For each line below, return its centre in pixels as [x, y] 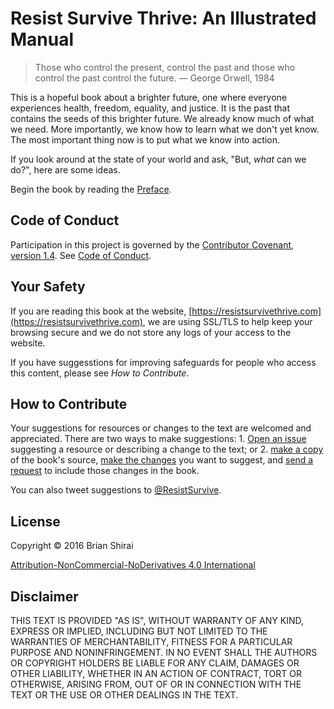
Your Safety [48, 287]
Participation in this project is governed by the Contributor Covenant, [152, 244]
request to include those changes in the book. [105, 471]
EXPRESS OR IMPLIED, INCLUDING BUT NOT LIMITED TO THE [139, 631]
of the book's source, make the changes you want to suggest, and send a [162, 460]
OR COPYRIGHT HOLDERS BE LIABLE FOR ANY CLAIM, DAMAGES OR [155, 663]
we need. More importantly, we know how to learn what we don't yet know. [165, 129]
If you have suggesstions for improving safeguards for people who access [163, 362]
